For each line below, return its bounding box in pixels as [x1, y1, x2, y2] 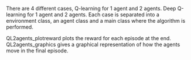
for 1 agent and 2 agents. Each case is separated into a [27, 11, 160, 18]
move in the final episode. [6, 47, 69, 54]
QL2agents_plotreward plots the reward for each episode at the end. [6, 35, 172, 41]
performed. [6, 23, 33, 30]
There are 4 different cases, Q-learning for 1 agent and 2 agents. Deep [6, 5, 176, 12]
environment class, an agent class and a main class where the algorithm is [6, 17, 186, 24]
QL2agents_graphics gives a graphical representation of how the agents [6, 41, 180, 48]
